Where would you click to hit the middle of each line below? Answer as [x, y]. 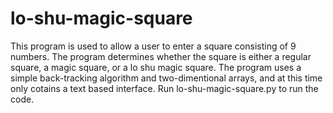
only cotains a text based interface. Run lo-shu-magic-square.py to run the [164, 88]
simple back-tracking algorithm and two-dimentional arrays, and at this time [166, 78]
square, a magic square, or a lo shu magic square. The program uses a [156, 67]
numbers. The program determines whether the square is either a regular [161, 56]
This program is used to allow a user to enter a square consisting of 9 [153, 46]
